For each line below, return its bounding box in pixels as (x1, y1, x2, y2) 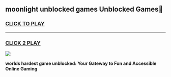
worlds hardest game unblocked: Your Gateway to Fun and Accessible (5, 60, 157, 66)
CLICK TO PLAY (5, 20, 45, 27)
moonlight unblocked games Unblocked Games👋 (5, 5, 163, 14)
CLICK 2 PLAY (5, 39, 41, 46)
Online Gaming (5, 65, 38, 71)
